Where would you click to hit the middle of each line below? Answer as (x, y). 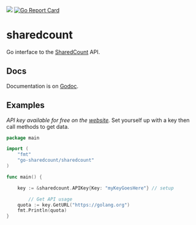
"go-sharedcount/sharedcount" (56, 160)
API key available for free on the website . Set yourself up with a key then (98, 120)
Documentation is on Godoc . (42, 86)
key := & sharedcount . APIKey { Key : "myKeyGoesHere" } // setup (96, 188)
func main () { (24, 177)
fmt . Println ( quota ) (42, 211)
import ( (17, 149)
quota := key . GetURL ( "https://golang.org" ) (74, 205)
